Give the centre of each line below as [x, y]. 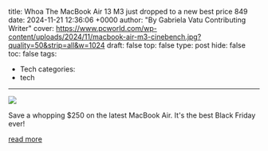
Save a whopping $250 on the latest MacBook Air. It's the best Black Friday [132, 115]
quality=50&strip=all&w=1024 [57, 45]
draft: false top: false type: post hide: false [176, 45]
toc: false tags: [33, 54]
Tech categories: [47, 69]
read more [25, 139]
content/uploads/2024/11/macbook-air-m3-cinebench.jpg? [105, 37]
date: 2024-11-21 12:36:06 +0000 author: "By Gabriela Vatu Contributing [127, 20]
